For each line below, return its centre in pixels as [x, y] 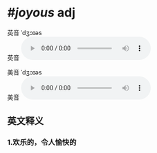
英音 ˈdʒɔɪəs [25, 32]
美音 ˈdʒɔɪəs [25, 72]
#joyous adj [41, 13]
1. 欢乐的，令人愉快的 [42, 143]
